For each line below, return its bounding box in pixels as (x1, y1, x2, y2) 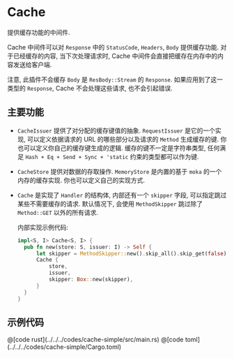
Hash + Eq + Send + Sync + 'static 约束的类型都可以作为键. (25, 152, 199, 161)
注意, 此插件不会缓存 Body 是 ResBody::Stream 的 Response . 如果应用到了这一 (7, 75, 223, 84)
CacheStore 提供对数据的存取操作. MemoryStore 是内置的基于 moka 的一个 (17, 167, 222, 175)
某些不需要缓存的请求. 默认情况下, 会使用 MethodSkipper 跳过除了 (17, 200, 203, 208)
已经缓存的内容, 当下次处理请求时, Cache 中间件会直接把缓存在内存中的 (13, 52, 218, 60)
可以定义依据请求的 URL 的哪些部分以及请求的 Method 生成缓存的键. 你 (26, 135, 227, 143)
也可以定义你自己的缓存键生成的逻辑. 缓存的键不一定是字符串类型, (17, 144, 206, 152)
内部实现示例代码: (17, 223, 68, 231)
